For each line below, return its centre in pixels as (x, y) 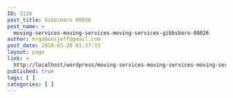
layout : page (26, 52)
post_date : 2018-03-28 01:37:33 (54, 46)
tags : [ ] (21, 78)
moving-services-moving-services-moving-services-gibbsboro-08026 (111, 33)
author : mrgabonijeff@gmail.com (54, 39)
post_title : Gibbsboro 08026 (49, 20)
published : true (31, 71)
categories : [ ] (31, 84)
